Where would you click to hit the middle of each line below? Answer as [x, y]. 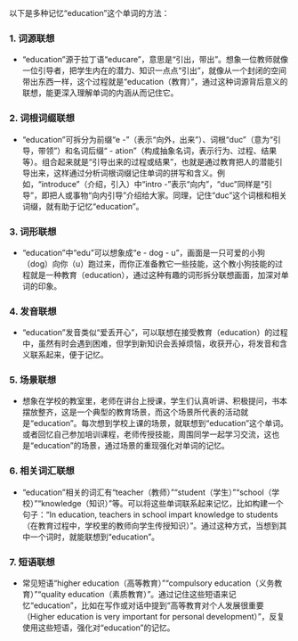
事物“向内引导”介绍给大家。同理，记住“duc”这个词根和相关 [180, 195]
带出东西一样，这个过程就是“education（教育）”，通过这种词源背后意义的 [155, 82]
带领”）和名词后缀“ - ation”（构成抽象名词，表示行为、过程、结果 [157, 151]
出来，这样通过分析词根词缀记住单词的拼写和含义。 [124, 173]
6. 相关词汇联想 [42, 471]
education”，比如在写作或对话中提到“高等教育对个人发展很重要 [149, 605]
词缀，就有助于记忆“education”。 [83, 206]
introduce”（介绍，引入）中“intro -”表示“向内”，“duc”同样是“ [153, 184]
